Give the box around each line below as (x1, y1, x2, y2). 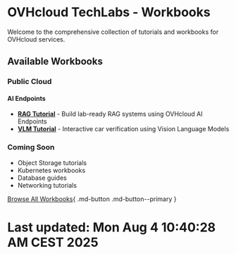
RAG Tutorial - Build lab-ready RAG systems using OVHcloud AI (17, 110, 203, 119)
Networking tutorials (17, 181, 77, 189)
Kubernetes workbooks (17, 166, 86, 174)
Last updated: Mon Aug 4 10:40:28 (7, 219, 216, 235)
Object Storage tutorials (17, 158, 87, 167)
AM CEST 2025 (7, 234, 99, 250)
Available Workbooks (7, 56, 104, 68)
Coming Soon (7, 143, 55, 152)
